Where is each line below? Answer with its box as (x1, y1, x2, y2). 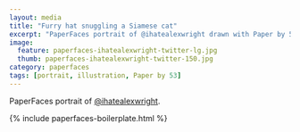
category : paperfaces (9, 63, 90, 72)
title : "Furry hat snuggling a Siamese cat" (9, 21, 178, 30)
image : (9, 37, 34, 47)
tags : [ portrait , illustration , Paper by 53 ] (9, 71, 181, 80)
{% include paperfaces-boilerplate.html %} (9, 112, 168, 123)
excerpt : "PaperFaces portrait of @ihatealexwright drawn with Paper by (9, 29, 286, 38)
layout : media (9, 12, 62, 22)
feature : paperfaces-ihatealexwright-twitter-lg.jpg (17, 46, 218, 55)
